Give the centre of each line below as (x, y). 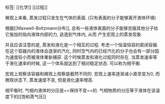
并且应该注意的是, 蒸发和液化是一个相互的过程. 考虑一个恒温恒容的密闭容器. (82, 45)
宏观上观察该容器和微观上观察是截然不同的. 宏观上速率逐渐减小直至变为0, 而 (82, 74)
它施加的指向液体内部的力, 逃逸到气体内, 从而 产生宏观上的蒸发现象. (74, 34)
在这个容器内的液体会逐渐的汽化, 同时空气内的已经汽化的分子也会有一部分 (80, 51)
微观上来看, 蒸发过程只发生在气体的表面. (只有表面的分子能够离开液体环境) (81, 18)
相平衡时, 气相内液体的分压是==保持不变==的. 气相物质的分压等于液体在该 (80, 90)
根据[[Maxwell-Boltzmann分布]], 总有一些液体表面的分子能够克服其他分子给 (82, 28)
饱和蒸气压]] (34, 97)
